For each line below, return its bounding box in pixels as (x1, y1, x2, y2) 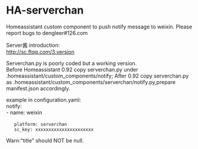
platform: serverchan (14, 121, 67, 127)
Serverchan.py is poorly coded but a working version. (6, 60, 137, 67)
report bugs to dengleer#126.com (6, 29, 88, 36)
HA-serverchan (6, 4, 84, 17)
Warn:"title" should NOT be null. (6, 137, 84, 144)
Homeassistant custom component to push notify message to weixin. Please (6, 23, 193, 30)
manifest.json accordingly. (6, 85, 70, 92)
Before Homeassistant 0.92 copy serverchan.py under (6, 66, 138, 73)
